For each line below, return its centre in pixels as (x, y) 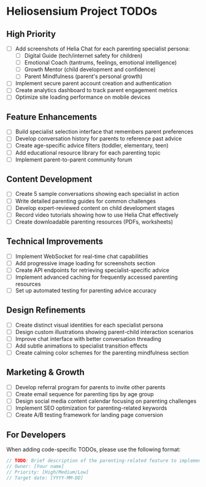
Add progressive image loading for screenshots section (85, 263)
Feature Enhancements (51, 117)
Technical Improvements (55, 242)
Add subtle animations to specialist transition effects (82, 346)
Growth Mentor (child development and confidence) (90, 69)
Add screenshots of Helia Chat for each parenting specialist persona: (102, 49)
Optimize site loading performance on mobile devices (83, 97)
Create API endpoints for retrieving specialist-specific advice (92, 270)
